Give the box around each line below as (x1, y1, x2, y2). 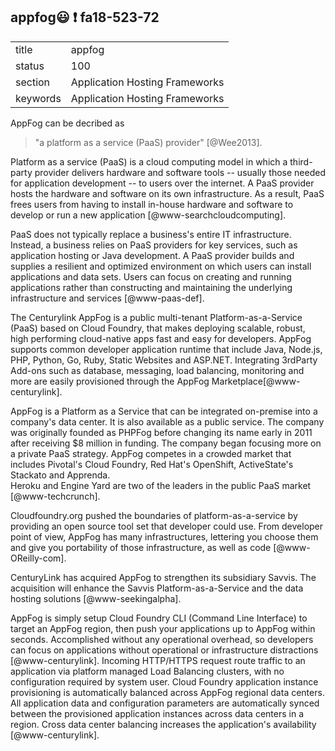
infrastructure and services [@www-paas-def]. (10, 292, 205, 304)
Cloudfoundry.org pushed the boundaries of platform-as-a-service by (10, 509, 298, 521)
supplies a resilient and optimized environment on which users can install (10, 260, 312, 272)
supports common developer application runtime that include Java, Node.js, (10, 343, 323, 355)
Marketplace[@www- (211, 375, 301, 387)
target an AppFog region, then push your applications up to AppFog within (10, 622, 316, 634)
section (15, 75, 51, 89)
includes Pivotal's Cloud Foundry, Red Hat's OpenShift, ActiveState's (10, 458, 294, 470)
